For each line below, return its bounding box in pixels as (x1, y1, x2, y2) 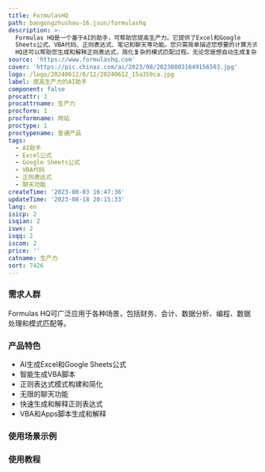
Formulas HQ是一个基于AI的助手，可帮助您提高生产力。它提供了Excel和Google (15, 33, 241, 42)
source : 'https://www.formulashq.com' (8, 56, 136, 64)
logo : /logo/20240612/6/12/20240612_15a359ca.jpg (8, 70, 175, 78)
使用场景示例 (8, 430, 58, 441)
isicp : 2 (8, 210, 37, 218)
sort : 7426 (8, 262, 44, 270)
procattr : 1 (8, 93, 47, 100)
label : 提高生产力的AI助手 (8, 77, 88, 85)
